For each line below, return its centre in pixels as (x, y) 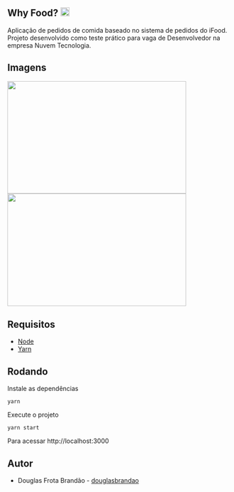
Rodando (28, 371)
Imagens (27, 68)
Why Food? (33, 13)
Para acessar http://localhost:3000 (58, 441)
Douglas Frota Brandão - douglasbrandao (78, 481)
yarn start (23, 428)
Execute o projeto (33, 415)
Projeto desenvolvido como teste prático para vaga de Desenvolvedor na (114, 38)
